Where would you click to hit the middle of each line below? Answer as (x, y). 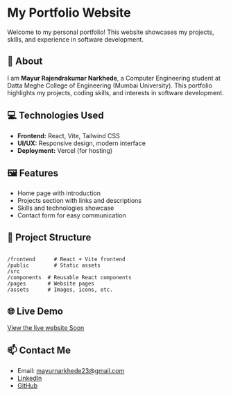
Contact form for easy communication (71, 215)
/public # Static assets (54, 265)
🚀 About (25, 61)
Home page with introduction (59, 193)
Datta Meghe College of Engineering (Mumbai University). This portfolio (110, 85)
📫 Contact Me (39, 350)
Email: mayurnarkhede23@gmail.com (71, 370)
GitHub (27, 385)
